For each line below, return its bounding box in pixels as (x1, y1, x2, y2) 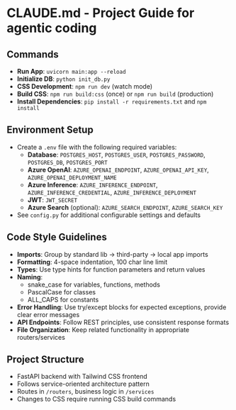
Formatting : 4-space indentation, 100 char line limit (16, 257, 168, 266)
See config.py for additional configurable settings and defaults (16, 211, 201, 219)
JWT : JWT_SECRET (27, 195, 78, 204)
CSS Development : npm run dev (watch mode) (16, 82, 153, 90)
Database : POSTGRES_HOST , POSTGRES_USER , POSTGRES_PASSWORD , (27, 150, 206, 159)
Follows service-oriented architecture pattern (16, 379, 150, 388)
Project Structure (6, 353, 84, 366)
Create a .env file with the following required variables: (16, 143, 177, 151)
